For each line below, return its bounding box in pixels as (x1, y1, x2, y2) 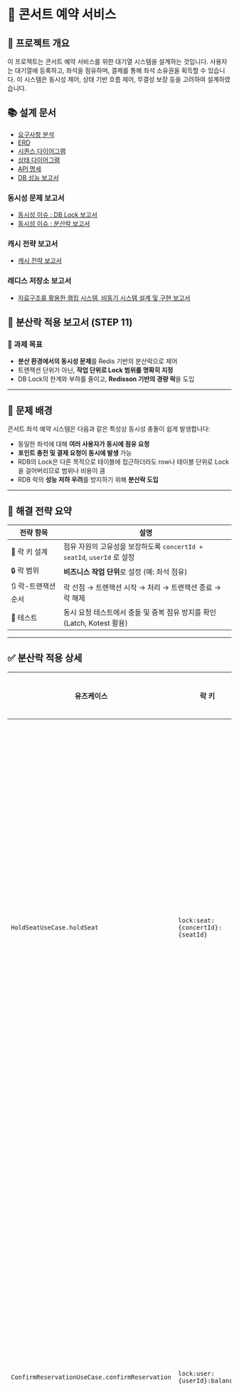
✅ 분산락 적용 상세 (7, 652, 83, 665)
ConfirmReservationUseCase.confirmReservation (11, 1372, 172, 1381)
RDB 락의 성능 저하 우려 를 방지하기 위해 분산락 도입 (17, 475, 159, 484)
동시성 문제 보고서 (7, 193, 65, 203)
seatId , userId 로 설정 (63, 553, 135, 563)
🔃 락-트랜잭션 (11, 581, 56, 591)
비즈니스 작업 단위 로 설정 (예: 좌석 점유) (63, 567, 188, 577)
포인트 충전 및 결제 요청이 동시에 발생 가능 (17, 449, 132, 457)
